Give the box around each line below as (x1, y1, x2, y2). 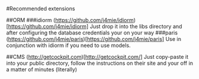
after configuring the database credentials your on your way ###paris (6, 29, 178, 36)
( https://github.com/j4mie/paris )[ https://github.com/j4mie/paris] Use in (6, 36, 181, 42)
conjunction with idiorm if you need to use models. (6, 42, 131, 49)
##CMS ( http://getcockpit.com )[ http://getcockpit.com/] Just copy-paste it (6, 53, 189, 60)
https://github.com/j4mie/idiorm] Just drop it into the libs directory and (8, 23, 182, 30)
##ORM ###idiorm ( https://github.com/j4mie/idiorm (6, 17, 134, 23)
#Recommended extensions (6, 5, 75, 12)
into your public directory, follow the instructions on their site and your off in (6, 59, 193, 67)
